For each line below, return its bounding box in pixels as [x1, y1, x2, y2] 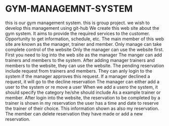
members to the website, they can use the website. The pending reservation [5, 62, 164, 69]
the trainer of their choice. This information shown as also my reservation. [5, 105, 159, 111]
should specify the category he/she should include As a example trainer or [5, 89, 161, 95]
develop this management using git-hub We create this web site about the [5, 25, 159, 31]
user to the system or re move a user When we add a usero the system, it [5, 84, 158, 90]
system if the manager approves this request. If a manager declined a [5, 73, 150, 79]
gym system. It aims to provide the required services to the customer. [5, 30, 150, 36]
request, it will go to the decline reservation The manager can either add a [5, 79, 160, 85]
